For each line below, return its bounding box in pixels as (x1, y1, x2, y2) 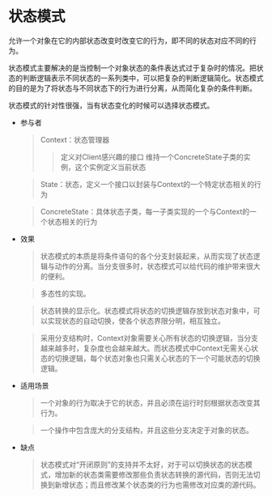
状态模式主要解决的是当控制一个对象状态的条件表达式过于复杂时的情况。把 (8, 62, 257, 73)
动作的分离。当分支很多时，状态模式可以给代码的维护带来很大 (54, 261, 261, 271)
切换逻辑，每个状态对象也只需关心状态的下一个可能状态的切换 (54, 353, 261, 363)
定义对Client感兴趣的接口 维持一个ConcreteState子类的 (60, 151, 244, 162)
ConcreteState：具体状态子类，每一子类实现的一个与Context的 (40, 206, 250, 216)
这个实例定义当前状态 (74, 162, 147, 172)
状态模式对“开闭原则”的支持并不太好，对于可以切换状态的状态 (40, 459, 245, 469)
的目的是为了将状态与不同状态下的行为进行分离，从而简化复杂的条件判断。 (8, 83, 257, 93)
